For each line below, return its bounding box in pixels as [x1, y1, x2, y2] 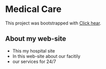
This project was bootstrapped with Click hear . [5, 20, 101, 26]
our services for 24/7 [12, 58, 56, 64]
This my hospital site [12, 47, 55, 53]
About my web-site [5, 34, 66, 43]
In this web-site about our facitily [12, 53, 81, 59]
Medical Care [5, 3, 61, 15]
